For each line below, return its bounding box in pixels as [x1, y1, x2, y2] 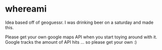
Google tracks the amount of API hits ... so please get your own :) [5, 39, 137, 45]
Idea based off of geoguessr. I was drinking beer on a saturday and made [5, 19, 154, 25]
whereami [5, 3, 47, 15]
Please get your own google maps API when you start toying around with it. [5, 34, 158, 40]
